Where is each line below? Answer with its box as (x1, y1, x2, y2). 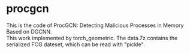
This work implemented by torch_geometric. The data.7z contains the (6, 34, 178, 41)
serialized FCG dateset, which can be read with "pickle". (6, 41, 145, 48)
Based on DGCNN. (6, 28, 52, 35)
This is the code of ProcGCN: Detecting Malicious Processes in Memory (6, 22, 184, 29)
